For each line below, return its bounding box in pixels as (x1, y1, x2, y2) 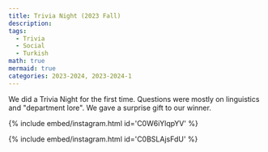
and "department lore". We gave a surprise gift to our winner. (8, 103, 212, 112)
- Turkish (15, 49, 49, 57)
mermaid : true (8, 65, 57, 73)
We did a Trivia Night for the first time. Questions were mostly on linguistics (8, 94, 260, 103)
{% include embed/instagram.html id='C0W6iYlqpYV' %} (8, 118, 198, 128)
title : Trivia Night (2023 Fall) (8, 11, 121, 20)
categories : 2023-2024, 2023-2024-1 (8, 72, 132, 80)
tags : (8, 27, 27, 35)
